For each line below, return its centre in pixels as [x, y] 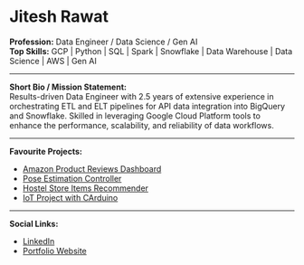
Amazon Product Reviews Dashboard [92, 168]
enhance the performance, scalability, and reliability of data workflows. [142, 125]
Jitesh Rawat [59, 17]
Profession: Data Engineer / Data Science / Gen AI [104, 42]
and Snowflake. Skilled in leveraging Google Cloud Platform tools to [135, 116]
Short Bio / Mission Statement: [68, 87]
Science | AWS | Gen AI [53, 61]
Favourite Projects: [46, 151]
